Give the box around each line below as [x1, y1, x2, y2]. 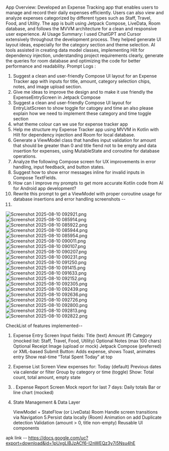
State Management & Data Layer [13, 399, 80, 405]
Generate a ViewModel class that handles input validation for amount [13, 137, 156, 143]
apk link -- [6, 435, 27, 440]
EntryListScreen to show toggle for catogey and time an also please [13, 105, 153, 111]
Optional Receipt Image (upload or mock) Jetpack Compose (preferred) [13, 343, 161, 349]
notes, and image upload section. [13, 84, 82, 90]
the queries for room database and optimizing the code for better [6, 58, 141, 63]
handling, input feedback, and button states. [13, 164, 105, 170]
